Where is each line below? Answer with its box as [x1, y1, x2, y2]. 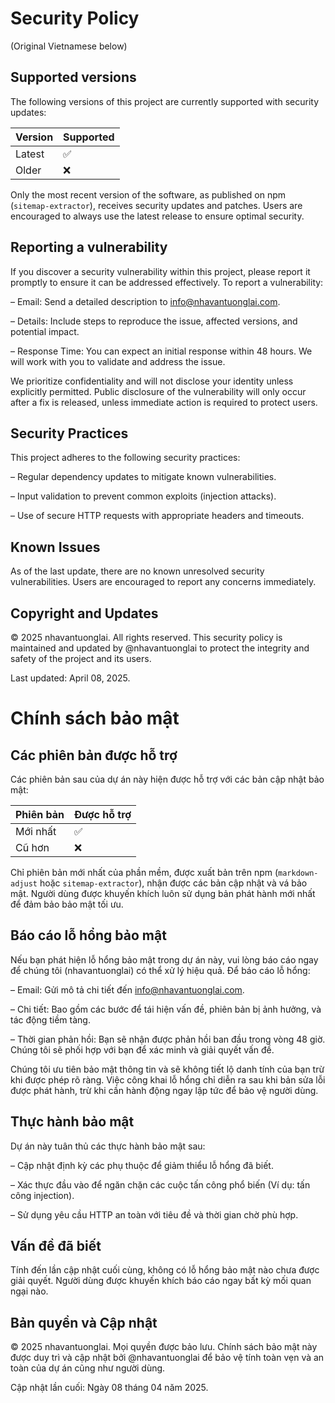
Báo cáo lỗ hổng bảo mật [10, 927, 167, 944]
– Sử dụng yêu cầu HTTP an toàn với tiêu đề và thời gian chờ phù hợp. [10, 1208, 299, 1221]
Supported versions [10, 69, 137, 86]
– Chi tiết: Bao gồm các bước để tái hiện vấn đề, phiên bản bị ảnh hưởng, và [10, 1003, 322, 1015]
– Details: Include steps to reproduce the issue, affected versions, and [10, 315, 298, 327]
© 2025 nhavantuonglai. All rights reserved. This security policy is [10, 632, 283, 643]
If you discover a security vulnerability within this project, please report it [10, 265, 311, 277]
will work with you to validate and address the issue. [10, 355, 226, 367]
